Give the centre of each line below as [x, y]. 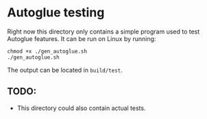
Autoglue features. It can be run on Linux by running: [82, 38]
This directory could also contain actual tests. [81, 108]
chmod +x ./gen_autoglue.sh [47, 51]
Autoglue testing [56, 13]
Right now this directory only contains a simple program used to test [103, 31]
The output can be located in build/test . [65, 70]
